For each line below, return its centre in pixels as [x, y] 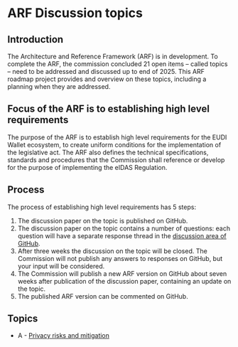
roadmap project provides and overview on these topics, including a [107, 79]
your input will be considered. [61, 266]
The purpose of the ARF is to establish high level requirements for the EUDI [117, 137]
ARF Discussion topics [75, 13]
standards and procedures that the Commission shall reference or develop [116, 160]
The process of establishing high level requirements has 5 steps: [102, 207]
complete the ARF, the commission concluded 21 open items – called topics [118, 64]
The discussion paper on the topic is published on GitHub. [103, 220]
